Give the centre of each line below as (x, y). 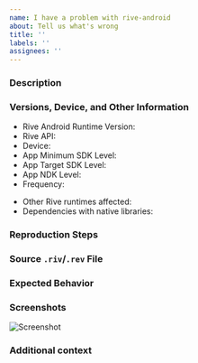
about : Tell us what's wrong (64, 26)
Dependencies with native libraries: (88, 211)
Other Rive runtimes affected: (77, 202)
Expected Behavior (52, 284)
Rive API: (39, 136)
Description (36, 83)
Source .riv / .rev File (56, 259)
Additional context (51, 350)
